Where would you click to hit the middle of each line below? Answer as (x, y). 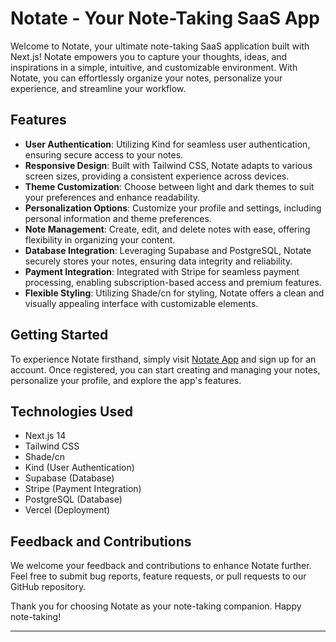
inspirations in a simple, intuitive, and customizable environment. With (154, 67)
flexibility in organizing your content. (100, 239)
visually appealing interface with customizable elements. (141, 303)
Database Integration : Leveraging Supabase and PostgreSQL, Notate (168, 250)
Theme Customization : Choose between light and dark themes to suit (169, 186)
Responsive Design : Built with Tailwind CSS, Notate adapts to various (168, 165)
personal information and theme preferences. (118, 218)
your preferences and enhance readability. (112, 197)
